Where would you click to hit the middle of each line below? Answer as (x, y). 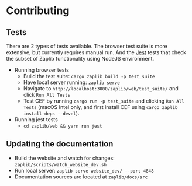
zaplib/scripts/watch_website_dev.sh (61, 164)
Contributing (38, 11)
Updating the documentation (60, 144)
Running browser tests (42, 70)
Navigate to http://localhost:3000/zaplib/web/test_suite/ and (101, 88)
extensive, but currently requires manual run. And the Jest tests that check (96, 52)
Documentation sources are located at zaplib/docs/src (81, 177)
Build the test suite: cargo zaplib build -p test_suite (89, 76)
